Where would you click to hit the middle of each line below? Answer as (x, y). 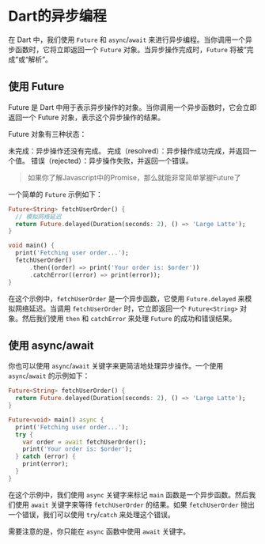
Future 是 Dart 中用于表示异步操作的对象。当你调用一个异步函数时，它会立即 (132, 107)
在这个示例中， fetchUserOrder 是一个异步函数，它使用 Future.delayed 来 (127, 298)
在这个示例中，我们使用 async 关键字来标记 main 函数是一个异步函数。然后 (129, 494)
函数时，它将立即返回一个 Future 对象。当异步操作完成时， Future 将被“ (131, 49)
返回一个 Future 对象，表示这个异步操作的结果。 (87, 117)
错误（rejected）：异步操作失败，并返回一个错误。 (112, 161)
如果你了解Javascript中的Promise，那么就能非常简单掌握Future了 (134, 177)
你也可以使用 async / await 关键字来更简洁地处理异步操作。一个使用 (116, 366)
